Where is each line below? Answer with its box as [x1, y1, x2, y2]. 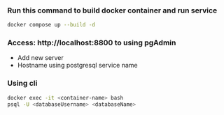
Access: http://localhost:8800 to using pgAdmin [7, 38, 176, 47]
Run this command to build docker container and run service [7, 6, 218, 15]
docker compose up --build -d [7, 22, 96, 29]
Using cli [7, 79, 38, 89]
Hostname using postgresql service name [17, 61, 138, 70]
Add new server [17, 54, 64, 62]
